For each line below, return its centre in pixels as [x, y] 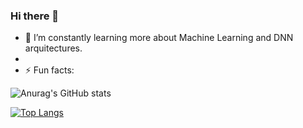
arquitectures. [53, 48]
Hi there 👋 [35, 16]
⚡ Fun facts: [49, 70]
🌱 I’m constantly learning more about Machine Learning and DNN [159, 38]
